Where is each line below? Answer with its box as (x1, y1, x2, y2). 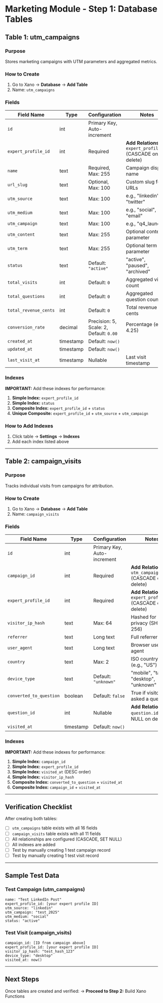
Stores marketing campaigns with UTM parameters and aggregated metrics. (5, 58, 158, 64)
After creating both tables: (5, 816, 57, 822)
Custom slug (126, 179, 155, 185)
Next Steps (5, 975, 39, 984)
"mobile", (130, 670, 152, 676)
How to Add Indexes (5, 422, 53, 429)
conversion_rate (7, 325, 45, 330)
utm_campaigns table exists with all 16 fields (12, 825, 98, 831)
